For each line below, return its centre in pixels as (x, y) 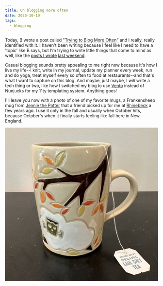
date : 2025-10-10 (23, 15)
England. (14, 121)
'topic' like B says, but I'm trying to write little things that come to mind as (78, 51)
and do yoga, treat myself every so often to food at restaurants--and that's (80, 75)
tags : (10, 20)
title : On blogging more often (37, 10)
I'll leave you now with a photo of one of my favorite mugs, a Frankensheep (80, 100)
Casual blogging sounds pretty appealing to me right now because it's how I (81, 65)
